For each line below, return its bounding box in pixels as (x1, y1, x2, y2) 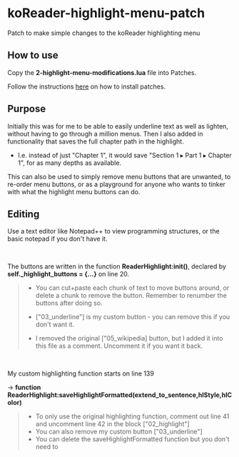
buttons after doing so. (35, 298, 103, 308)
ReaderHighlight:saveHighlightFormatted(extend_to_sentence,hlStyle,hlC (7, 391, 233, 399)
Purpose (7, 103, 46, 115)
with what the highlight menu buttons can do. (7, 187, 141, 196)
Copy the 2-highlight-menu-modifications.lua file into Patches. (7, 68, 197, 76)
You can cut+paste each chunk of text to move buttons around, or (35, 283, 230, 292)
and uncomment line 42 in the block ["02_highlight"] (35, 420, 190, 428)
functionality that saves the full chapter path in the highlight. (7, 137, 184, 146)
